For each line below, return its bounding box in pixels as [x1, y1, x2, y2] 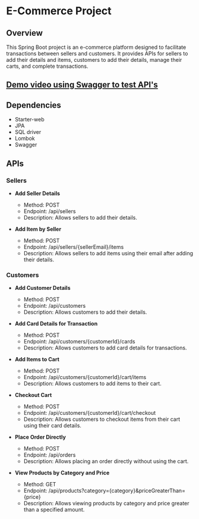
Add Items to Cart [14, 356, 59, 363]
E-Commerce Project [6, 4, 112, 18]
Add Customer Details [14, 284, 71, 292]
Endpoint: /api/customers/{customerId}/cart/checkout [23, 409, 156, 417]
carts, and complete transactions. [6, 62, 89, 70]
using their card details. [23, 422, 82, 429]
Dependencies [6, 100, 61, 110]
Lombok [14, 135, 36, 142]
